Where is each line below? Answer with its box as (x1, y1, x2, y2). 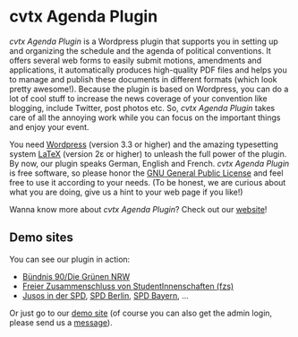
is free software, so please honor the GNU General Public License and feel (9, 168, 284, 178)
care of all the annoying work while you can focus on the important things (9, 112, 281, 123)
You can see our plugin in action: (9, 254, 131, 264)
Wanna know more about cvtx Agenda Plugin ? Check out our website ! (9, 203, 268, 214)
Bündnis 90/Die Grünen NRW (21, 271, 131, 281)
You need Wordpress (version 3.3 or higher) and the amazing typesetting (9, 139, 279, 150)
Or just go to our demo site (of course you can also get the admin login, (9, 307, 273, 318)
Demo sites (9, 230, 73, 246)
